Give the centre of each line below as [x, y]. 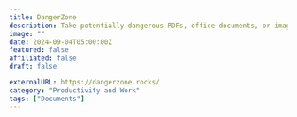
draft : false [33, 67]
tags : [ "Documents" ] [47, 99]
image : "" [27, 33]
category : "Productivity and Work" [75, 90]
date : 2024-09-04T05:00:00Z [61, 42]
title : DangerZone [43, 17]
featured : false [39, 50]
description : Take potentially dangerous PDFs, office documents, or [140, 26]
